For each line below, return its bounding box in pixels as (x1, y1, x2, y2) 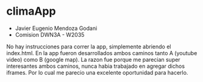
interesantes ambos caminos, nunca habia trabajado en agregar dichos (6, 62, 185, 70)
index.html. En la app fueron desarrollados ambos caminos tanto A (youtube (6, 49, 198, 56)
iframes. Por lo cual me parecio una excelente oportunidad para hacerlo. (6, 69, 188, 76)
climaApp (6, 4, 56, 18)
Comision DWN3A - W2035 (15, 31, 85, 38)
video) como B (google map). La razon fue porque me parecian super (6, 56, 181, 63)
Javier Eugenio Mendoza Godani (15, 24, 98, 32)
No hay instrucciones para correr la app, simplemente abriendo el (6, 43, 171, 50)
